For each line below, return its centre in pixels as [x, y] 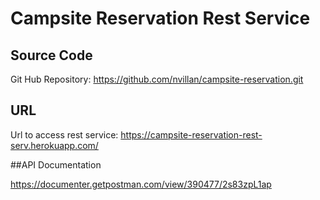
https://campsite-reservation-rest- [191, 134]
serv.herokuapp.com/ [54, 145]
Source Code [51, 55]
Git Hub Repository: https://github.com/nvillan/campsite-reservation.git [157, 79]
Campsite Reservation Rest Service [160, 18]
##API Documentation [56, 164]
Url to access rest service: [64, 134]
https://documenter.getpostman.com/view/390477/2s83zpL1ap [141, 184]
